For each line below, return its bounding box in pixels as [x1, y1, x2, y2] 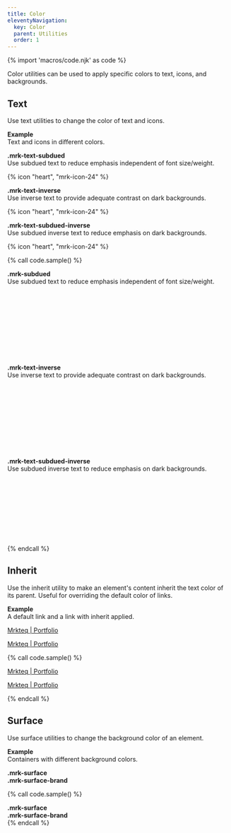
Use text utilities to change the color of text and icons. [7, 116, 165, 124]
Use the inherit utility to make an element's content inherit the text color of [7, 584, 224, 592]
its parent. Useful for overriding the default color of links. [7, 591, 173, 599]
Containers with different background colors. [7, 755, 138, 763]
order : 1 [13, 37, 40, 44]
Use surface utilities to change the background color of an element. [7, 733, 204, 742]
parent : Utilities [13, 30, 69, 37]
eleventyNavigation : [7, 17, 69, 24]
